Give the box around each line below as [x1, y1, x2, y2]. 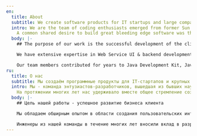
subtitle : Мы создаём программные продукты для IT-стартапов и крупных [11, 78, 191, 85]
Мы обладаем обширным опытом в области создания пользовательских [16, 110, 182, 117]
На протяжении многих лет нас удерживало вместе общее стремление [16, 89, 182, 95]
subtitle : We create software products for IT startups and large [11, 19, 177, 25]
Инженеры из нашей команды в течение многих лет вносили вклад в [16, 121, 180, 127]
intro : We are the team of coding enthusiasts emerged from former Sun [11, 25, 191, 31]
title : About [11, 14, 43, 20]
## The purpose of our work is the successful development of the [16, 41, 182, 47]
